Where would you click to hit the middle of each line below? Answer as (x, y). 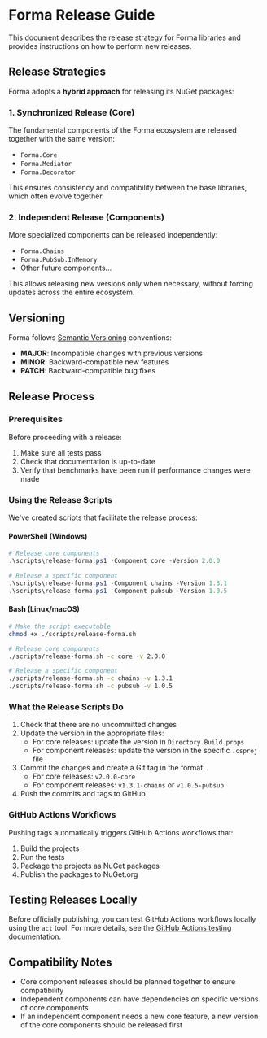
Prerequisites (35, 419)
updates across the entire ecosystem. (72, 292)
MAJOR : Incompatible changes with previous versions (112, 353)
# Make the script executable (60, 626)
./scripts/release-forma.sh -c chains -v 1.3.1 (91, 678)
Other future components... (66, 268)
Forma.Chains (42, 251)
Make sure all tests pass (61, 452)
